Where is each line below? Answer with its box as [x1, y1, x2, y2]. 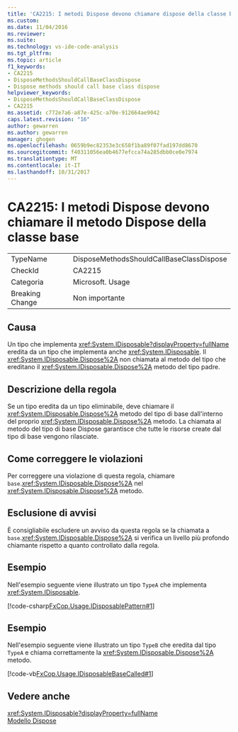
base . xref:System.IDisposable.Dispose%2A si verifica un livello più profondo [7, 533, 229, 542]
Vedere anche [7, 690, 71, 702]
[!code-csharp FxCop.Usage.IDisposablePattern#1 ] [7, 602, 155, 610]
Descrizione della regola [7, 383, 117, 395]
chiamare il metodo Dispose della [7, 214, 207, 230]
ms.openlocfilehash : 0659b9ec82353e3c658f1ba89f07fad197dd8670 [7, 142, 198, 150]
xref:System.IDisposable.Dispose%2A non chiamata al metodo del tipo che [7, 355, 227, 364]
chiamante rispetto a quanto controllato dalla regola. [7, 541, 159, 549]
